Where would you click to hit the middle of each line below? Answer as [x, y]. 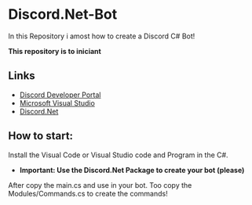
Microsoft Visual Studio [57, 102]
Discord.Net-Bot [63, 14]
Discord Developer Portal [60, 95]
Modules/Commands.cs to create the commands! [88, 193]
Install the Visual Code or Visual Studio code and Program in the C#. [119, 155]
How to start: [40, 136]
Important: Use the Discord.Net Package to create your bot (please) [132, 170]
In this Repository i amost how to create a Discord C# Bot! [102, 36]
